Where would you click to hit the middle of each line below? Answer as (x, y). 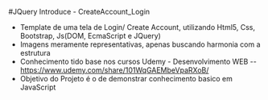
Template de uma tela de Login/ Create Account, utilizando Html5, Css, (138, 27)
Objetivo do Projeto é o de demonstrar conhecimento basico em (126, 79)
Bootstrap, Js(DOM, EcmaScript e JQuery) (90, 36)
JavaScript (38, 87)
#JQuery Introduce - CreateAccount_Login (79, 12)
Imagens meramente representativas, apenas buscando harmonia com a (140, 44)
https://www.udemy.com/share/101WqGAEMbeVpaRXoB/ (114, 70)
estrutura (35, 53)
